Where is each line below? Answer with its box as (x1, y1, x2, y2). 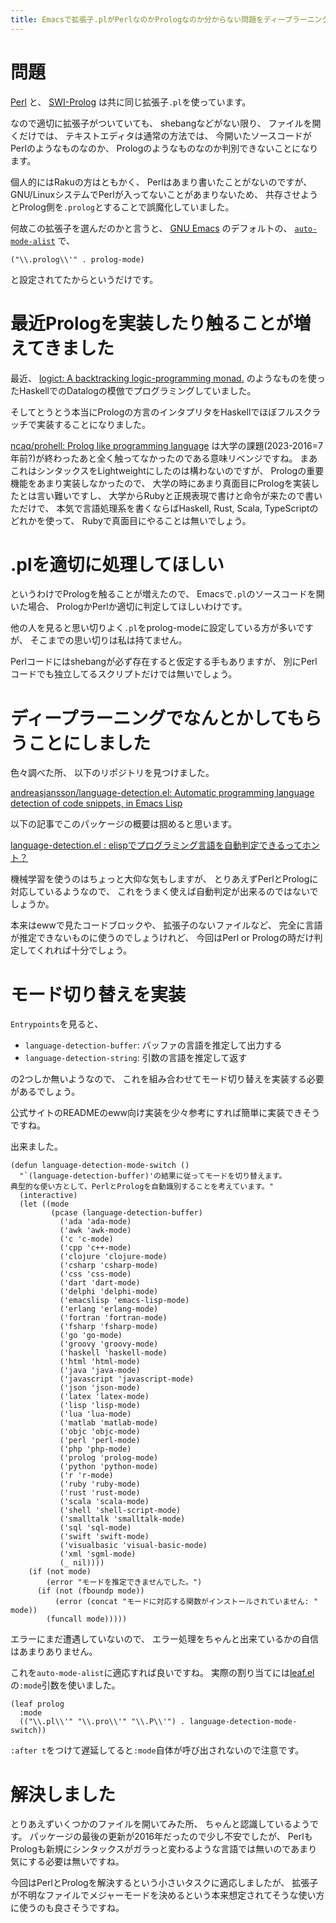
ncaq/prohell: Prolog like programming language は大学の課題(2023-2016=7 (10, 439, 323, 451)
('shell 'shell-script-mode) (59, 1506, 182, 1516)
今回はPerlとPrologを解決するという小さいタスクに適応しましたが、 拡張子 (10, 1877, 319, 1889)
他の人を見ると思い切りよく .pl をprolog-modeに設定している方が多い (10, 622, 297, 634)
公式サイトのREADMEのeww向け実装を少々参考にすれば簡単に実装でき (10, 1107, 303, 1119)
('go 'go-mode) (59, 1331, 123, 1341)
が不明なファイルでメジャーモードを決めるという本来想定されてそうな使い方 (10, 1889, 325, 1901)
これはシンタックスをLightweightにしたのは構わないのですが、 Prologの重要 (10, 464, 325, 476)
